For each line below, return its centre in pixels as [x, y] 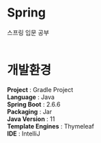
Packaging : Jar [30, 111]
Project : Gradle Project [40, 89]
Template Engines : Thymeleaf [50, 126]
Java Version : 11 [31, 119]
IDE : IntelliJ [24, 133]
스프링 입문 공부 [28, 32]
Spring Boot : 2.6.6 [34, 104]
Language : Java [31, 97]
